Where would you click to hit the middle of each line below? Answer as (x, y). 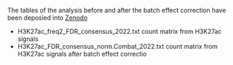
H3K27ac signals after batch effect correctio (82, 54)
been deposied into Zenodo (48, 18)
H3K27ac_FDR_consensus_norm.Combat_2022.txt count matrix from (118, 46)
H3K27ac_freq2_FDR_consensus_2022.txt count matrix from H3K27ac (120, 31)
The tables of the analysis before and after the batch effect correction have (117, 10)
